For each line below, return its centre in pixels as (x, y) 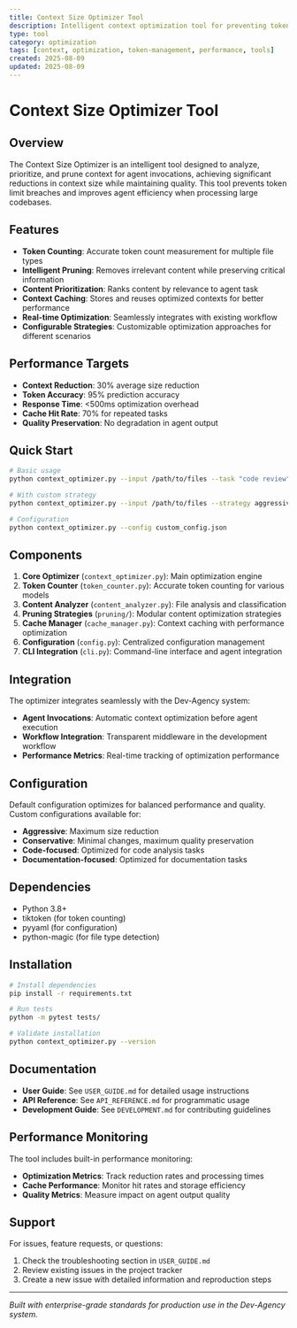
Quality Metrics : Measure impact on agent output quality (126, 1194)
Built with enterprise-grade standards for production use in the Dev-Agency (147, 1305)
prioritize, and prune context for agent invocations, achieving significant (140, 174)
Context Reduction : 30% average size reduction (111, 385)
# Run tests (31, 1009)
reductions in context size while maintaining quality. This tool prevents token (148, 183)
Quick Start (41, 450)
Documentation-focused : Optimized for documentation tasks (134, 859)
